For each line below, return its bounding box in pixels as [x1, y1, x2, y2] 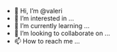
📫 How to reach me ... [13, 37, 80, 45]
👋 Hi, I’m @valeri [13, 7, 62, 15]
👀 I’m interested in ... [13, 14, 74, 22]
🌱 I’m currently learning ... [13, 22, 90, 30]
